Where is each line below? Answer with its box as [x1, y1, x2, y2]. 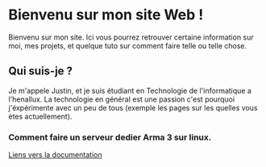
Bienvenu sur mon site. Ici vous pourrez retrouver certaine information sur [8, 32, 254, 42]
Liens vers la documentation [8, 150, 102, 160]
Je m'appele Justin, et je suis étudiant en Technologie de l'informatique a [8, 86, 252, 95]
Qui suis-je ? [8, 65, 73, 78]
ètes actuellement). [8, 111, 73, 121]
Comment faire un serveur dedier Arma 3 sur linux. [8, 132, 212, 143]
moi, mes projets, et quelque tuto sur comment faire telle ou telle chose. [8, 40, 247, 50]
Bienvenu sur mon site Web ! [8, 6, 204, 24]
